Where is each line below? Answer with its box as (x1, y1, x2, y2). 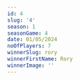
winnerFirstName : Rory (7, 56, 73, 63)
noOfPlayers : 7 (7, 42, 51, 49)
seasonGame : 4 (7, 29, 49, 37)
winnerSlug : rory (7, 49, 58, 56)
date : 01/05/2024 (7, 36, 58, 43)
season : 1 (7, 23, 36, 30)
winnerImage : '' (7, 62, 54, 69)
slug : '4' (7, 17, 36, 24)
